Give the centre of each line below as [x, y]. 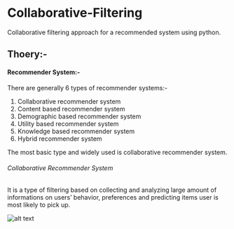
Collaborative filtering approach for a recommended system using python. [114, 32]
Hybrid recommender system [60, 139]
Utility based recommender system [68, 123]
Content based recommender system [71, 109]
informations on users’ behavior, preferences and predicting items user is [113, 197]
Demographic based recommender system [79, 116]
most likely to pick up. [39, 204]
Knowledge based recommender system [76, 131]
